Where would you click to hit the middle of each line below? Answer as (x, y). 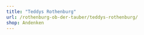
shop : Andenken (25, 23)
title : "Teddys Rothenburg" (41, 12)
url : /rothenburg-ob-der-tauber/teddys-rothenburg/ (72, 17)
